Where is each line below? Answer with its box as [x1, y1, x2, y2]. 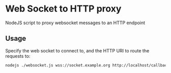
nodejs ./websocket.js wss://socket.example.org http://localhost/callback [5, 62, 169, 68]
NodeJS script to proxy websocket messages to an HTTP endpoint [5, 20, 146, 26]
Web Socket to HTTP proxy [5, 3, 122, 15]
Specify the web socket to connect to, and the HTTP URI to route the [5, 47, 150, 53]
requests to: [5, 53, 31, 59]
